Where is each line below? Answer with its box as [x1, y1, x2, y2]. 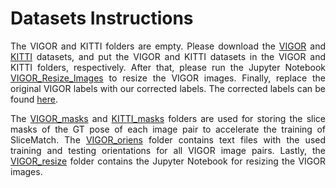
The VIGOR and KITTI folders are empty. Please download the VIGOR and [10, 40, 326, 52]
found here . [10, 93, 58, 105]
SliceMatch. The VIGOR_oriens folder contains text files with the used [10, 133, 326, 146]
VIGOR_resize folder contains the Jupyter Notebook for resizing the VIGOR [10, 155, 326, 167]
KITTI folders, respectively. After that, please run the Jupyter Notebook [10, 61, 326, 73]
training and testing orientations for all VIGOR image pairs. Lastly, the [10, 144, 326, 156]
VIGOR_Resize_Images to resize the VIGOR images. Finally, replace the [10, 72, 326, 84]
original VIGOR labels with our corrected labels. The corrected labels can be [10, 82, 326, 94]
